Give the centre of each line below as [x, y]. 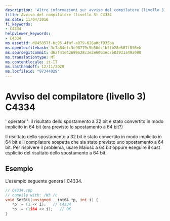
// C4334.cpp [19, 190]
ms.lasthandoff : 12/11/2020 [35, 67]
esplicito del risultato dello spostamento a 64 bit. [56, 152]
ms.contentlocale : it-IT [31, 62]
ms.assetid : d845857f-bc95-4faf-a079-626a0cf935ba [60, 43]
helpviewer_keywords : [28, 34]
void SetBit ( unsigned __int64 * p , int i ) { [52, 200]
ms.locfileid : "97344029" [32, 72]
